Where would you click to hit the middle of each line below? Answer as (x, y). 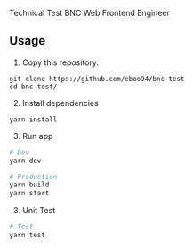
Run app (37, 136)
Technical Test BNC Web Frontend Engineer (90, 13)
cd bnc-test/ (33, 87)
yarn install (33, 120)
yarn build (29, 185)
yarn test (28, 236)
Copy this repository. (60, 62)
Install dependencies (60, 103)
